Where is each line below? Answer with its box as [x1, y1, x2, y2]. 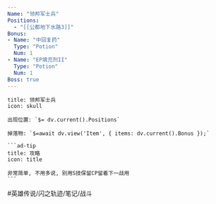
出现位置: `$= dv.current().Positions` [7, 116, 121, 124]
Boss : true [7, 76, 40, 83]
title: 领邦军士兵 [7, 97, 56, 104]
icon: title [7, 156, 42, 163]
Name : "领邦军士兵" [7, 10, 59, 18]
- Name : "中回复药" [7, 37, 61, 44]
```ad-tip [7, 143, 37, 150]
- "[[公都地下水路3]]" [13, 23, 74, 30]
